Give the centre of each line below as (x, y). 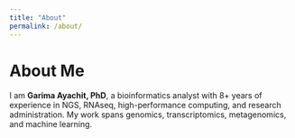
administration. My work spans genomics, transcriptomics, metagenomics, (148, 115)
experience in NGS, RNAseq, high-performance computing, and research (145, 106)
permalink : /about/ (46, 26)
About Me (47, 71)
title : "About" (38, 18)
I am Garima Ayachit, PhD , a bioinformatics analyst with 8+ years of (136, 96)
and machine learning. (51, 124)
